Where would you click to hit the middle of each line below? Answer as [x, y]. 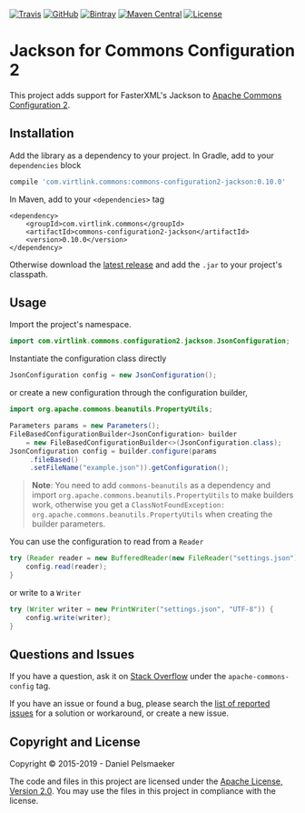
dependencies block [45, 165]
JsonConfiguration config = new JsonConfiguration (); [113, 376]
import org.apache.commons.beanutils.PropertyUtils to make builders [162, 495]
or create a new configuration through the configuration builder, [128, 393]
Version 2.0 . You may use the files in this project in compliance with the [143, 791]
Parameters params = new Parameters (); [85, 426]
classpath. [29, 274]
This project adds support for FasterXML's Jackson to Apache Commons [146, 95]
